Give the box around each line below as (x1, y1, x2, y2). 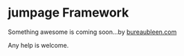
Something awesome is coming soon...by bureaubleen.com (8, 28, 177, 36)
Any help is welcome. (8, 41, 69, 49)
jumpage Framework (8, 5, 129, 21)
